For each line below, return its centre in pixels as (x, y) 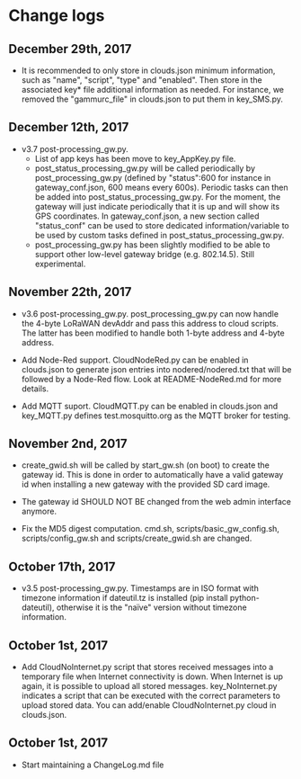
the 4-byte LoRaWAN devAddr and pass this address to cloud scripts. (150, 323)
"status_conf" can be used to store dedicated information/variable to (162, 225)
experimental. (60, 264)
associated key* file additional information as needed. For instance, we (153, 90)
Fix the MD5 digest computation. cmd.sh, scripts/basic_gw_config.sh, (150, 529)
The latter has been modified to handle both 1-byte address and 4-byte (153, 333)
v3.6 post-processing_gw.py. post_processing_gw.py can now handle (150, 313)
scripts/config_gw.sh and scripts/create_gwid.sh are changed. (137, 538)
